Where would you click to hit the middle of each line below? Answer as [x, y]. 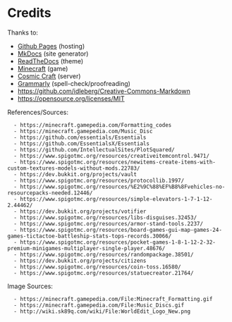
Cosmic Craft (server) [49, 76]
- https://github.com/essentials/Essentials [80, 137]
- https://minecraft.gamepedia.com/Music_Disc [83, 131]
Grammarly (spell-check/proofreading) [74, 83]
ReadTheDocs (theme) [50, 61]
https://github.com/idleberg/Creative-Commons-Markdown [104, 91]
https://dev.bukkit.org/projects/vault [79, 174]
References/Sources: [38, 112]
